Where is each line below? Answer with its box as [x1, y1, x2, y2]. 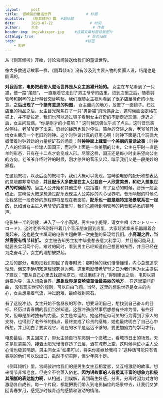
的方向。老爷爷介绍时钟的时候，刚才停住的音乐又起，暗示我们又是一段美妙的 [5, 156, 158, 162]
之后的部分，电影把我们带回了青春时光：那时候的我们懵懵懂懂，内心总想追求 [5, 260, 158, 265]
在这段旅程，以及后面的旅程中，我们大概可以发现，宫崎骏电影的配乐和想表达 [5, 172, 158, 178]
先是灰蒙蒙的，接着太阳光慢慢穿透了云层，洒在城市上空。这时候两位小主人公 [5, 341, 158, 347]
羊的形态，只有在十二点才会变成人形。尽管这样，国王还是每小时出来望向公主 [5, 150, 158, 156]
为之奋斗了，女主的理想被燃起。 [5, 249, 69, 255]
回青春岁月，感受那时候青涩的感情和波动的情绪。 [5, 387, 103, 393]
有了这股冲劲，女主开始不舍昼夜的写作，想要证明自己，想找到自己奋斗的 [5, 300, 149, 306]
